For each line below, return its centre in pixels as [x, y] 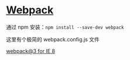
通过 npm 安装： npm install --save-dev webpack [65, 27]
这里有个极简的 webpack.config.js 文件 [53, 39]
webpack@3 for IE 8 [31, 51]
